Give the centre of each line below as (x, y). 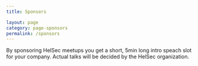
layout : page (22, 22)
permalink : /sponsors (33, 33)
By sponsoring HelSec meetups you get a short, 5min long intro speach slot (99, 51)
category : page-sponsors (37, 28)
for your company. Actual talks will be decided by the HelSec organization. (98, 56)
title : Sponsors (26, 12)
